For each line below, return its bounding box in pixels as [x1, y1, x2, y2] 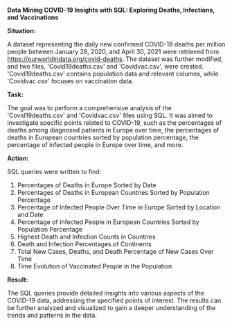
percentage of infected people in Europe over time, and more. [7, 141, 184, 148]
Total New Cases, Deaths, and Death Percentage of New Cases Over [17, 248, 214, 255]
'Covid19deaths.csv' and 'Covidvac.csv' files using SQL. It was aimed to [7, 111, 213, 119]
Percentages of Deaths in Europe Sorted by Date [17, 181, 157, 189]
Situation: [7, 27, 36, 35]
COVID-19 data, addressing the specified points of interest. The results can [7, 296, 222, 304]
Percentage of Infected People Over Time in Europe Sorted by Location [17, 203, 221, 211]
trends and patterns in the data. [7, 311, 97, 319]
